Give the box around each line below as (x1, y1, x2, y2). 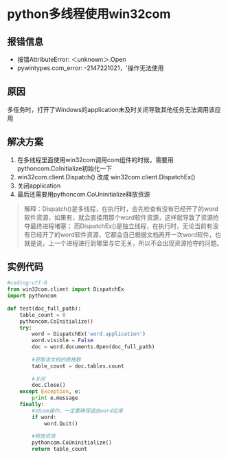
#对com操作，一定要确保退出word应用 (32, 407, 124, 414)
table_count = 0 (19, 311, 67, 318)
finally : (19, 401, 45, 408)
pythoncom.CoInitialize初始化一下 (16, 164, 113, 172)
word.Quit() (43, 420, 78, 427)
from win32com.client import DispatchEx (7, 286, 125, 293)
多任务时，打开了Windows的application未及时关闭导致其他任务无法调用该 (7, 105, 215, 113)
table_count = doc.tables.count (32, 362, 125, 370)
